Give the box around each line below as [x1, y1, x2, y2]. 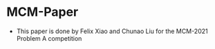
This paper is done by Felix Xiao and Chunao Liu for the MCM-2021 [16, 27, 208, 35]
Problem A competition [16, 34, 82, 42]
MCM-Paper [6, 4, 79, 20]
